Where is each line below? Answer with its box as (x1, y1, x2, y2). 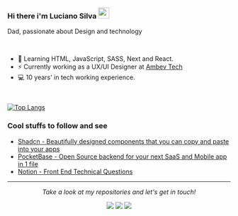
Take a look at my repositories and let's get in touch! (42, 188, 196, 196)
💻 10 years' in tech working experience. (17, 73, 136, 81)
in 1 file (17, 159, 39, 168)
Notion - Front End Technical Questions (17, 167, 133, 176)
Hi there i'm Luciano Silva (7, 11, 97, 21)
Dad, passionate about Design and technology (7, 27, 143, 35)
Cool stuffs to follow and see (7, 121, 108, 131)
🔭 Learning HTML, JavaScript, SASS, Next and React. (17, 55, 174, 63)
